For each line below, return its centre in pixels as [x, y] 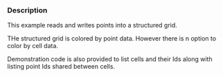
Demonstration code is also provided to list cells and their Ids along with [110, 59]
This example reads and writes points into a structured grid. [92, 25]
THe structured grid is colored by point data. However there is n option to [112, 38]
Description [27, 10]
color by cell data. [33, 46]
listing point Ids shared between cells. [61, 67]
